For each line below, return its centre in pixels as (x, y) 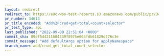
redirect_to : (18, 14)
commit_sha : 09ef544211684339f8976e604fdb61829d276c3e (62, 37)
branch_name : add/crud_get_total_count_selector (55, 46)
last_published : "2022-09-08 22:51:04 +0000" (52, 32)
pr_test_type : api (23, 28)
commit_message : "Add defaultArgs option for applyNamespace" (69, 41)
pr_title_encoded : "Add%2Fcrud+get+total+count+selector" (65, 23)
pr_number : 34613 (22, 19)
